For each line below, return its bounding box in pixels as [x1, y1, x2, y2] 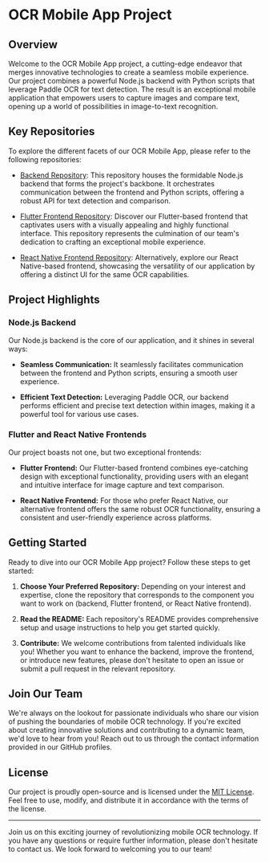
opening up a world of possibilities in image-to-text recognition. [8, 102, 219, 111]
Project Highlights [8, 293, 100, 307]
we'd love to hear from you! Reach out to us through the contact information [8, 733, 259, 744]
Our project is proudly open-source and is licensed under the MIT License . [8, 787, 255, 797]
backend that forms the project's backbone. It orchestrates [19, 178, 215, 188]
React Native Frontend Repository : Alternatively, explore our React [19, 252, 239, 262]
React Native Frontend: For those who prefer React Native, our [19, 496, 229, 505]
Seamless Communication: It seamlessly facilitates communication [19, 359, 244, 369]
